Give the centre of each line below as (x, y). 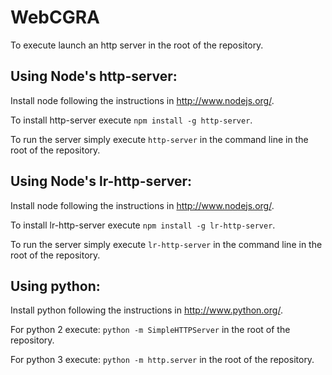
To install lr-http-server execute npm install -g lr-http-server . (143, 225)
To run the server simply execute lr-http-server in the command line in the (166, 244)
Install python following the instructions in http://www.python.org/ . (146, 310)
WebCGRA (55, 17)
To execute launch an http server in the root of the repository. (137, 45)
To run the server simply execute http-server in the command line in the (159, 139)
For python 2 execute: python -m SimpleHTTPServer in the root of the (150, 330)
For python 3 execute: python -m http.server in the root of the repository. (162, 360)
